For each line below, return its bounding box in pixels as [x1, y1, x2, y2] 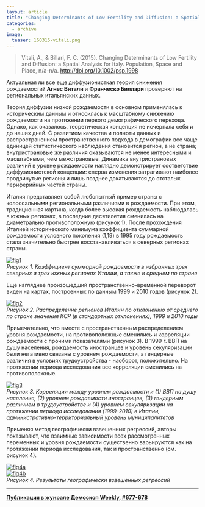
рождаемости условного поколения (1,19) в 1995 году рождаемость [6, 232, 184, 239]
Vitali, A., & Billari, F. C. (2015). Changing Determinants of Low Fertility [21, 54, 197, 61]
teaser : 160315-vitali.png [12, 37, 81, 43]
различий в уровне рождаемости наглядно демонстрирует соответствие [6, 162, 198, 169]
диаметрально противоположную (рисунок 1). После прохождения [6, 219, 182, 226]
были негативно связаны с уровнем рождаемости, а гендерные [6, 350, 174, 357]
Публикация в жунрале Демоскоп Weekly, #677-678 [6, 494, 148, 501]
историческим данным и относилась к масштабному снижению [6, 110, 174, 117]
